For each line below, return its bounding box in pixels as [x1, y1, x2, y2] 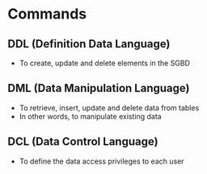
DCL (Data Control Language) [7, 135, 158, 149]
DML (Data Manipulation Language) [7, 81, 190, 95]
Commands [7, 5, 87, 23]
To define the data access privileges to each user [19, 156, 184, 166]
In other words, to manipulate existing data [19, 111, 163, 121]
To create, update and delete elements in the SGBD [19, 58, 191, 68]
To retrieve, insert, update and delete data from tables [19, 102, 200, 113]
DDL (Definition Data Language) [7, 37, 171, 51]
